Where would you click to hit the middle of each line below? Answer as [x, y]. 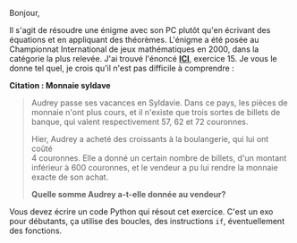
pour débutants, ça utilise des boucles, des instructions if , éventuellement [147, 221]
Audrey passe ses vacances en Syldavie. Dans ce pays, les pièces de [159, 103]
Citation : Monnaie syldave [60, 85]
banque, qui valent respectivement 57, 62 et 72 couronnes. [140, 121]
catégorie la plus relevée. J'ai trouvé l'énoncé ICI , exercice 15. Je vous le [143, 59]
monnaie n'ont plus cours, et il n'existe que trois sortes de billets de [156, 112]
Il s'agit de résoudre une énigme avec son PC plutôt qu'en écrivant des [140, 30]
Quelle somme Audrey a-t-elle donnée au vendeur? [128, 194]
